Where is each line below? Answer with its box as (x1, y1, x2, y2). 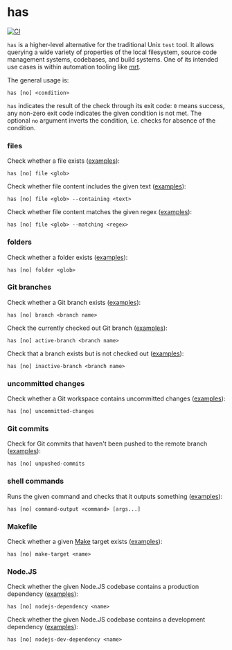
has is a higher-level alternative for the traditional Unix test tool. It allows (7, 40, 215, 49)
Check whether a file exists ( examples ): (7, 157, 120, 165)
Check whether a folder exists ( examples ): (7, 253, 128, 261)
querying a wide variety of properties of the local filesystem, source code (7, 48, 217, 56)
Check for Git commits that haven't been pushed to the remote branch (7, 439, 208, 448)
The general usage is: (7, 76, 69, 84)
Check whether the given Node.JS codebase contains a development (7, 615, 206, 624)
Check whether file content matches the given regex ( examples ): (7, 208, 193, 216)
